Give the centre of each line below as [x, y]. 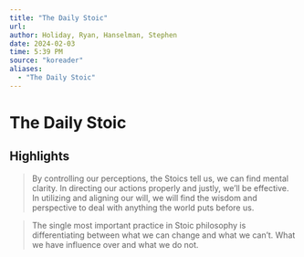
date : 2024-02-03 [42, 43]
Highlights [40, 156]
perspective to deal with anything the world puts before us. [143, 208]
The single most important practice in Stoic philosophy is [139, 225]
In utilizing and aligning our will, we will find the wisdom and [144, 198]
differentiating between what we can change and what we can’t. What [163, 235]
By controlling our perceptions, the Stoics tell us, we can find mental [160, 178]
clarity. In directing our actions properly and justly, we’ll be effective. [160, 187]
